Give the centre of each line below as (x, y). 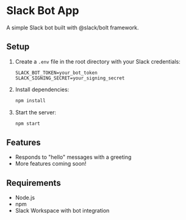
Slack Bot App (43, 11)
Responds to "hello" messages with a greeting (73, 157)
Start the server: (36, 112)
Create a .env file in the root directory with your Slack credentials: (98, 61)
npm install (30, 101)
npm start (28, 123)
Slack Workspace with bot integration (62, 211)
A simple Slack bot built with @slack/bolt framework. (73, 28)
